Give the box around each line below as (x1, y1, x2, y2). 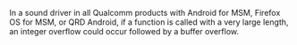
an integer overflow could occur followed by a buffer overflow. (9, 26, 240, 36)
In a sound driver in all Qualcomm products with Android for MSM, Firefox (9, 8, 281, 18)
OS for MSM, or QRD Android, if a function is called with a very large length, (9, 17, 289, 27)
